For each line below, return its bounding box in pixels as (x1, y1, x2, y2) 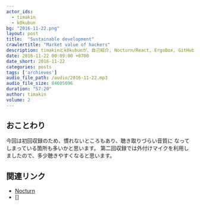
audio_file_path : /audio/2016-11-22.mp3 (6, 75, 108, 81)
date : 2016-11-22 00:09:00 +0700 (6, 53, 89, 59)
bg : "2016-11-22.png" (6, 25, 60, 31)
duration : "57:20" (6, 86, 52, 92)
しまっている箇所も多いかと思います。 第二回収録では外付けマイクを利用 (6, 145, 184, 152)
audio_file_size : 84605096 (6, 81, 73, 87)
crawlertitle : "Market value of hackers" (6, 42, 111, 48)
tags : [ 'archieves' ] (6, 69, 58, 75)
